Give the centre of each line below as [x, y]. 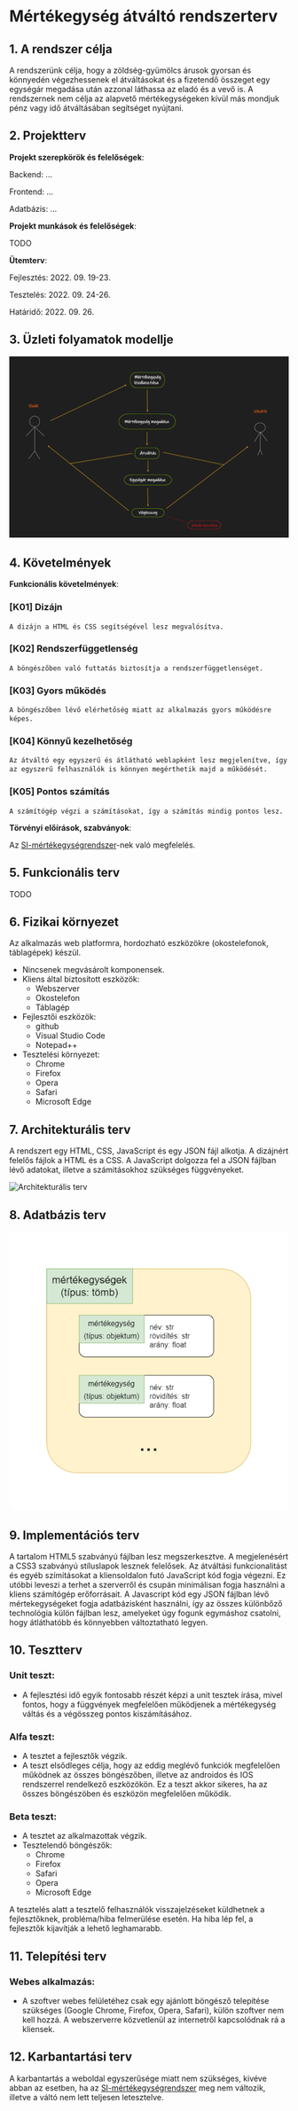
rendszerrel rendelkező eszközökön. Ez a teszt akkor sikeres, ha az [145, 1784]
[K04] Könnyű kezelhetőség [71, 741]
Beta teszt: [33, 1817]
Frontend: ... [31, 192]
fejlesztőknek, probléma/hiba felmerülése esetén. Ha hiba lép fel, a [131, 1919]
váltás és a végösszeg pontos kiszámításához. [107, 1714]
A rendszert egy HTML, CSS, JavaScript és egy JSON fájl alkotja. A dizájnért [149, 1151]
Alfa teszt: [32, 1737]
